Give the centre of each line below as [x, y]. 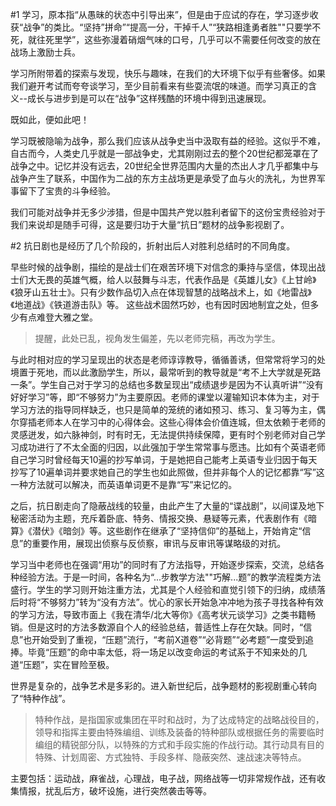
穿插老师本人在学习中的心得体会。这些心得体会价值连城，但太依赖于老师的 [172, 422]
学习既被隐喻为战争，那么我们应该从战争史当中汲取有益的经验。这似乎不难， [168, 141]
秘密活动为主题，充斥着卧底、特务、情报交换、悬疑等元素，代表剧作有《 [159, 518]
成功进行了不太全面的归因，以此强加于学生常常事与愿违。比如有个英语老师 [172, 447]
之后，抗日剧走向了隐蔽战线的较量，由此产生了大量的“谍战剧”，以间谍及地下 [167, 506]
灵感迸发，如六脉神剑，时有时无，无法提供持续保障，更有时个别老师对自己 [163, 434]
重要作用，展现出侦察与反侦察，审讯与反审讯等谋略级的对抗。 [159, 543]
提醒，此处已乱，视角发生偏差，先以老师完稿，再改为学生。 [157, 338]
